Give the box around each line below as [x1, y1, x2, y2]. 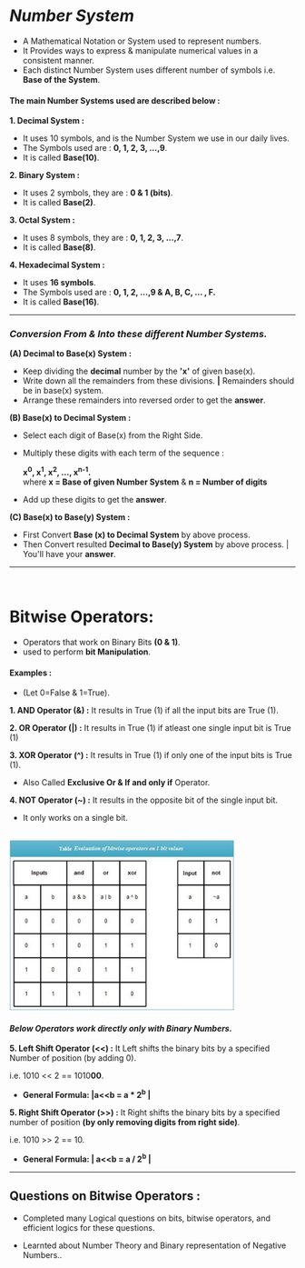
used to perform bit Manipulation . [22, 646, 152, 657]
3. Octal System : [9, 215, 75, 225]
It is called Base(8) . [22, 242, 96, 253]
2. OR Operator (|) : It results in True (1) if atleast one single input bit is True [9, 723, 292, 734]
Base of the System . [22, 74, 101, 85]
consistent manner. [22, 55, 95, 65]
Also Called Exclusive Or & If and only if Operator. [22, 777, 211, 788]
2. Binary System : [9, 170, 80, 181]
